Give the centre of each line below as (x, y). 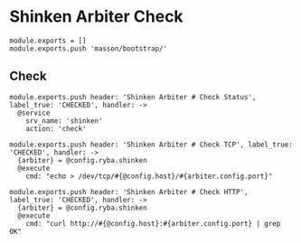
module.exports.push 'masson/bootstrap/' (89, 48)
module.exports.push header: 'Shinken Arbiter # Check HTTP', (129, 192)
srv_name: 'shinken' (64, 121)
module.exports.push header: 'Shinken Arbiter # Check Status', (133, 97)
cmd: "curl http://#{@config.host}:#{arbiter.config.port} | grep (153, 223)
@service (34, 113)
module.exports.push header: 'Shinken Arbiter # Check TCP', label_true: (151, 145)
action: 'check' (56, 128)
